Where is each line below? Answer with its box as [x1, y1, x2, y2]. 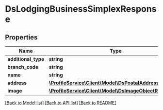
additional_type [7, 56, 45, 62]
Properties [5, 33, 38, 41]
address [7, 79, 27, 86]
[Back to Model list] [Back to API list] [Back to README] [5, 100, 116, 106]
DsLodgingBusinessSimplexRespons [5, 3, 157, 15]
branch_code [7, 64, 39, 70]
